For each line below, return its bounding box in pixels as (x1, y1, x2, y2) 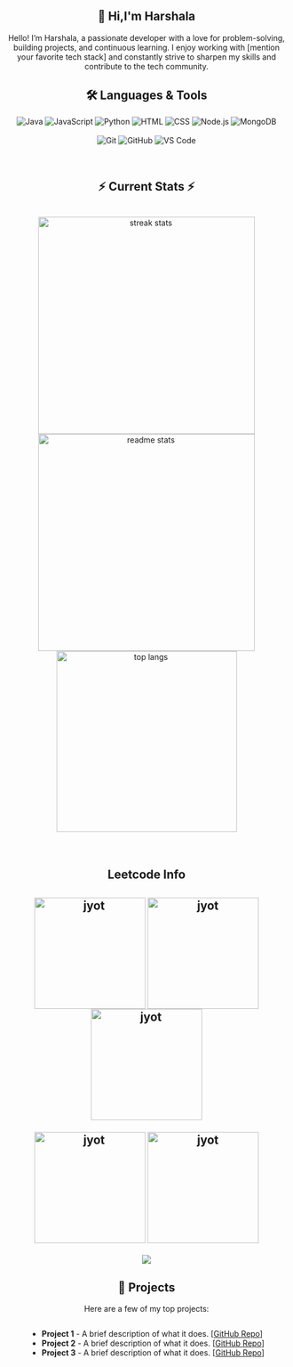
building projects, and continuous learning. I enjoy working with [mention (13, 42, 280, 53)
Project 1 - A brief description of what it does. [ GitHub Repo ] (41, 1329, 264, 1339)
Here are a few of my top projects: (83, 1304, 210, 1314)
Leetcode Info (107, 867, 186, 882)
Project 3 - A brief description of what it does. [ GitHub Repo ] (41, 1347, 265, 1358)
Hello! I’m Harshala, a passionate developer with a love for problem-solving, (7, 32, 286, 43)
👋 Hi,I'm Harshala (98, 9, 195, 24)
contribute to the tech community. (84, 61, 209, 71)
